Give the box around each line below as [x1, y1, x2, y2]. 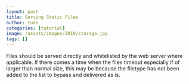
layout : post [6, 8, 39, 15]
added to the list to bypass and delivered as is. [6, 72, 120, 78]
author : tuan [6, 20, 39, 25]
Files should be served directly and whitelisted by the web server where [6, 53, 183, 59]
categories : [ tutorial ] [6, 25, 66, 31]
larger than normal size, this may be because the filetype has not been [6, 65, 179, 72]
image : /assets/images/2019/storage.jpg [6, 31, 109, 37]
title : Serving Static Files [6, 14, 79, 20]
